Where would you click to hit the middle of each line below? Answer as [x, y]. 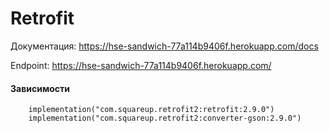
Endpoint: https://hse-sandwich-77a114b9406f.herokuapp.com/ [141, 65]
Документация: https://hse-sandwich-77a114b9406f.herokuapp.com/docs [164, 46]
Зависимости [40, 88]
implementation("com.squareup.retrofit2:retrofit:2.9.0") [151, 110]
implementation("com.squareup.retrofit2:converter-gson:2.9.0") [165, 118]
